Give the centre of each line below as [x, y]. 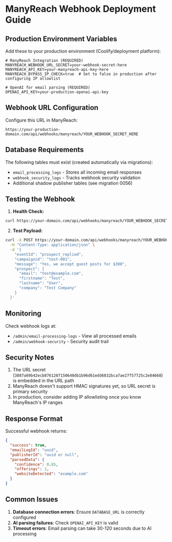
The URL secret [29, 370]
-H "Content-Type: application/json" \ [52, 245]
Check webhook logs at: [31, 326]
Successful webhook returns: [36, 431]
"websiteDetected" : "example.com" [51, 474]
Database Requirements [45, 150]
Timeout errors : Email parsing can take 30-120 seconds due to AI [82, 528]
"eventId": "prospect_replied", [49, 254]
